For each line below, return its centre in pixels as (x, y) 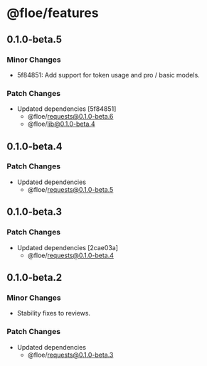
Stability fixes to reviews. (53, 313)
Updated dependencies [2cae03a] (68, 247)
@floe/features (53, 13)
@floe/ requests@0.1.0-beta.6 (70, 117)
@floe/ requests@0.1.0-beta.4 (71, 255)
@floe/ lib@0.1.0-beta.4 (61, 124)
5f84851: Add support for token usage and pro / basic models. (108, 75)
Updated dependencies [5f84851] (67, 109)
